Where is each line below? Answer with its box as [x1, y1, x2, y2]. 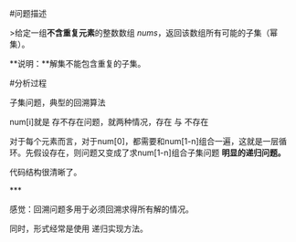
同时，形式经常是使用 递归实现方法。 [9, 223, 148, 234]
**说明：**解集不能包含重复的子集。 [9, 58, 146, 68]
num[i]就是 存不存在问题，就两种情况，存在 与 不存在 [9, 117, 209, 127]
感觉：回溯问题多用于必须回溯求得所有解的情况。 [9, 204, 194, 215]
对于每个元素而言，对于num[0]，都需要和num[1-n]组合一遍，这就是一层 [9, 136, 280, 146]
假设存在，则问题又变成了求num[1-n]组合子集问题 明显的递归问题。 [33, 147, 286, 158]
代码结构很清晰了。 [9, 167, 82, 177]
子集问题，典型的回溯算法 [9, 97, 106, 108]
